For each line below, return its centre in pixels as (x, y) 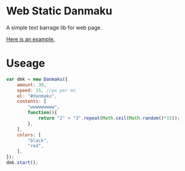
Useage (26, 63)
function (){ (43, 113)
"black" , (38, 141)
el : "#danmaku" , (37, 96)
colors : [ (29, 135)
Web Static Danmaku (59, 11)
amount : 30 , (32, 85)
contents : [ (32, 102)
